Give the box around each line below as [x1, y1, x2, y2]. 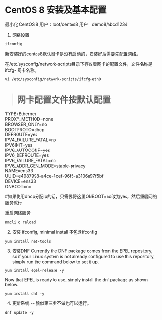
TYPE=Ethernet [5, 111, 36, 117]
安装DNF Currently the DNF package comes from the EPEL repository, [12, 248, 153, 254]
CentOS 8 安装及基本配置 [5, 4, 107, 16]
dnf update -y [5, 310, 34, 315]
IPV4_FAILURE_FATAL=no [5, 137, 56, 143]
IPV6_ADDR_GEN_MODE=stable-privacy [5, 163, 86, 169]
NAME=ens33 [5, 168, 33, 173]
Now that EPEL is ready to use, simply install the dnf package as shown [5, 276, 148, 282]
